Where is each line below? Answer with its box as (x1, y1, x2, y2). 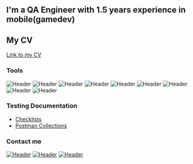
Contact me (6, 137, 42, 145)
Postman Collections (15, 121, 67, 129)
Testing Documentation (6, 101, 78, 110)
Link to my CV (6, 51, 41, 58)
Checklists (15, 115, 42, 123)
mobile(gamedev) (6, 15, 75, 25)
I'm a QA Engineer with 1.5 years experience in (6, 5, 186, 15)
